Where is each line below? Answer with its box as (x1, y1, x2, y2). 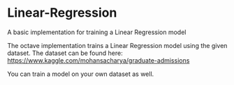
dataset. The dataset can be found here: (7, 49, 124, 57)
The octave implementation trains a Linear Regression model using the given (7, 41, 228, 49)
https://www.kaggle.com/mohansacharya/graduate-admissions (7, 56, 190, 64)
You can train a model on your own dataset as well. (7, 70, 154, 78)
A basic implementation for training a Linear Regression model (7, 28, 187, 36)
